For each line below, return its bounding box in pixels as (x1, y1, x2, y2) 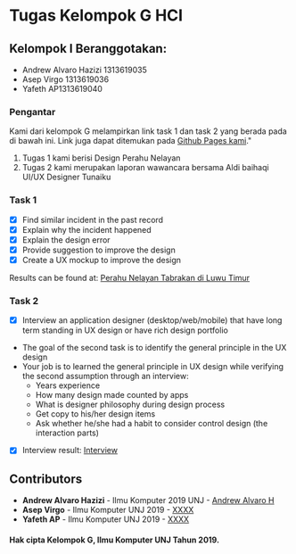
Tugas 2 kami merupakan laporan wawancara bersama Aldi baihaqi (21, 162, 269, 173)
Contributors (9, 471, 83, 486)
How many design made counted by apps (35, 390, 189, 401)
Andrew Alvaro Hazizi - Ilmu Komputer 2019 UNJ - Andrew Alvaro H (21, 495, 275, 506)
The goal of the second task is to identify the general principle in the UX (21, 343, 287, 353)
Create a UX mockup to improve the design (21, 254, 181, 265)
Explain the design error (21, 234, 111, 245)
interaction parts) (35, 427, 100, 438)
